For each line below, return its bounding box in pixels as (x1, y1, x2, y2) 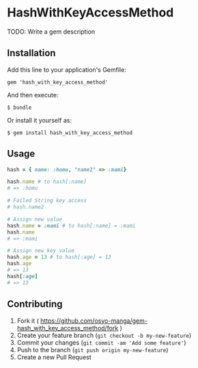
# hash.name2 (7, 204, 44, 210)
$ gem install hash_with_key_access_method (7, 129, 133, 136)
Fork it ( (16, 317, 40, 325)
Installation (7, 47, 56, 59)
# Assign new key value (7, 247, 75, 254)
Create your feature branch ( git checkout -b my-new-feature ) (16, 331, 192, 339)
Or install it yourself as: (7, 116, 72, 124)
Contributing (7, 298, 63, 310)
